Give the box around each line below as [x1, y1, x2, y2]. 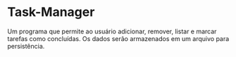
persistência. [7, 42, 45, 50]
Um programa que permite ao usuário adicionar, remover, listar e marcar [7, 27, 217, 35]
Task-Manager [7, 4, 95, 20]
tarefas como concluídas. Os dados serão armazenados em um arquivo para [7, 34, 230, 42]
